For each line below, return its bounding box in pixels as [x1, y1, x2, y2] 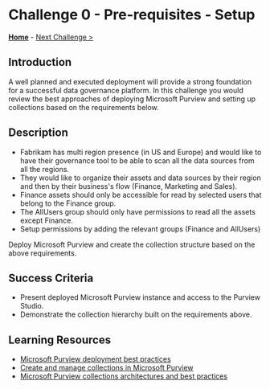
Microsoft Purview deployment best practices [19, 354, 171, 364]
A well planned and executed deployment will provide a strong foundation [8, 76, 252, 86]
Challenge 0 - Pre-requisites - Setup [8, 6, 256, 24]
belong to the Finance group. [19, 199, 117, 208]
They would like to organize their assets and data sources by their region [19, 173, 261, 182]
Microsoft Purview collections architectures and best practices [19, 371, 227, 381]
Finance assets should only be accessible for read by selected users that [19, 190, 262, 199]
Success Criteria [8, 271, 94, 285]
